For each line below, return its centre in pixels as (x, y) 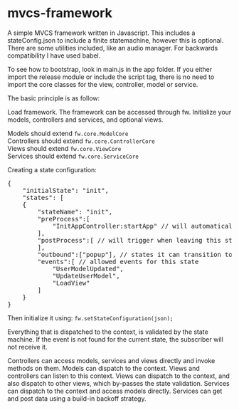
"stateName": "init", (75, 212)
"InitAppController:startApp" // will (120, 226)
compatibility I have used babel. (54, 56)
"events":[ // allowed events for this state (118, 262)
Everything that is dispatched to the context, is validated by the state (108, 332)
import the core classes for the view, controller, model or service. (103, 84)
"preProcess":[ (64, 219)
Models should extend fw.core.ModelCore (68, 133)
